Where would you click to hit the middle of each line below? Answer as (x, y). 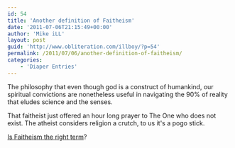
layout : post (27, 40)
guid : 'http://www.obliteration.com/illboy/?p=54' (84, 47)
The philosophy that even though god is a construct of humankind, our (111, 86)
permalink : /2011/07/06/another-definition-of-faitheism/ (95, 54)
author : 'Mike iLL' (36, 34)
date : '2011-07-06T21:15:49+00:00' (60, 27)
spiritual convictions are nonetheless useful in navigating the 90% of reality (118, 94)
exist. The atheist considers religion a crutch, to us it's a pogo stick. (106, 123)
